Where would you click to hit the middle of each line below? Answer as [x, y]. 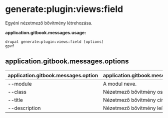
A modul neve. [120, 84]
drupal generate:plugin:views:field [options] [54, 42]
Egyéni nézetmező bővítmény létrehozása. [49, 23]
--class [17, 92]
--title [15, 100]
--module [20, 84]
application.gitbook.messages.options [67, 61]
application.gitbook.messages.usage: [46, 32]
